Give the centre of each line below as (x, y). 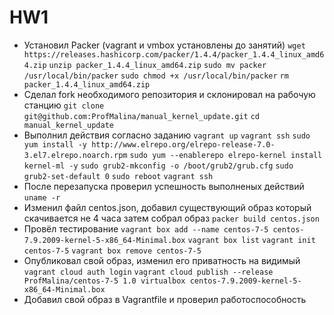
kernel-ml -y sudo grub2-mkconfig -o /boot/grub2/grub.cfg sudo (158, 166)
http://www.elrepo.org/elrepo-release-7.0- (183, 144)
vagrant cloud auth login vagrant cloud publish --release (148, 272)
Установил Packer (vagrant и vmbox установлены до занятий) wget (164, 45)
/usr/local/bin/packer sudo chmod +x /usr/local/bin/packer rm (156, 76)
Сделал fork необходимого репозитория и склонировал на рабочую (169, 94)
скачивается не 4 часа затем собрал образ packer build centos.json (171, 218)
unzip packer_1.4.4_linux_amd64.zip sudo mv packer (157, 65)
